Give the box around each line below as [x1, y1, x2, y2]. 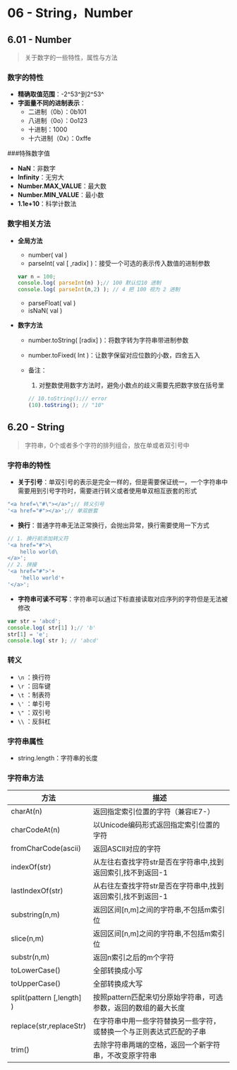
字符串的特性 [7, 460, 51, 470]
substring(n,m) [11, 910, 60, 919]
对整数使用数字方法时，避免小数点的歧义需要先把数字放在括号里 [38, 381, 224, 389]
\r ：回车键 [17, 681, 51, 690]
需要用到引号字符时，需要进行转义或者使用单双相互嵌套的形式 [17, 487, 197, 495]
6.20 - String [7, 421, 65, 433]
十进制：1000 [28, 125, 68, 134]
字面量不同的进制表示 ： [17, 99, 86, 107]
